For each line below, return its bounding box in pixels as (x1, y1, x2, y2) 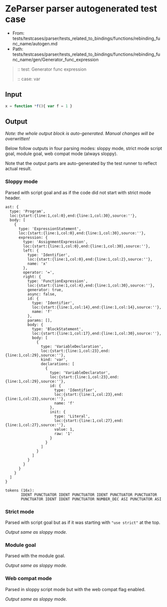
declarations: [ (40, 361, 75, 366)
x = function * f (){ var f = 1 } (5, 103, 72, 109)
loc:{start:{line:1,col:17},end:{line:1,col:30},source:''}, (31, 331, 162, 336)
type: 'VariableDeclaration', (40, 344, 104, 349)
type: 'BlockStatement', (31, 326, 84, 331)
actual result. (5, 165, 32, 172)
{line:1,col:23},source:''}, (5, 396, 66, 401)
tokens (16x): (5, 488, 35, 493)
